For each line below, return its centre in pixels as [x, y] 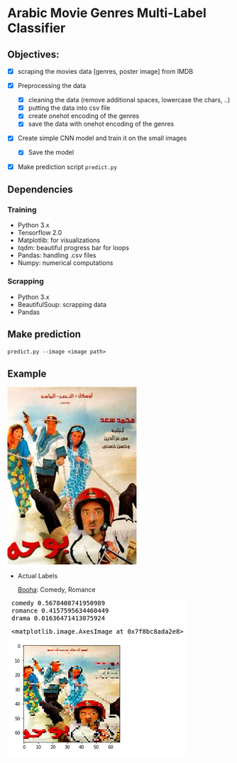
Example [27, 373]
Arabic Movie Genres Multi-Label [107, 13]
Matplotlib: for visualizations [59, 240]
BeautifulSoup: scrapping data [62, 304]
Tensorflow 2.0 [40, 233]
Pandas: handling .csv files [57, 255]
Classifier [37, 28]
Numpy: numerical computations [65, 263]
